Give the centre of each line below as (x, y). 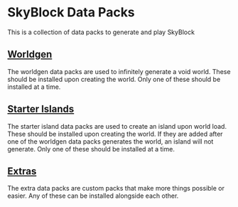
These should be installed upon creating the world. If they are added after (115, 134)
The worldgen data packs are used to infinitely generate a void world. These (119, 71)
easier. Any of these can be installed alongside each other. (93, 196)
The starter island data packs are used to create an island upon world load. (117, 126)
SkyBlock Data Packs (71, 12)
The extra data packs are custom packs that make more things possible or (116, 189)
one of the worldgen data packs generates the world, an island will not (110, 141)
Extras (22, 171)
